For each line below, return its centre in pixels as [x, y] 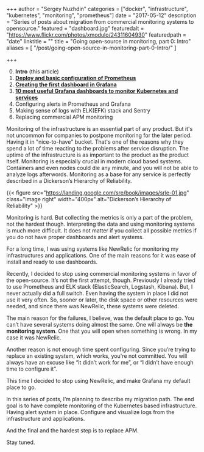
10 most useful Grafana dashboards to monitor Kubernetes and [97, 91]
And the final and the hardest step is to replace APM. [72, 430]
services [26, 98]
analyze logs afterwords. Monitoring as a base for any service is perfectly [99, 174]
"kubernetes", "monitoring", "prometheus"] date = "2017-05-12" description [101, 15]
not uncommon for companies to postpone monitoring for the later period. [99, 135]
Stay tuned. [21, 442]
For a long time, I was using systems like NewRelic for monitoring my [92, 249]
